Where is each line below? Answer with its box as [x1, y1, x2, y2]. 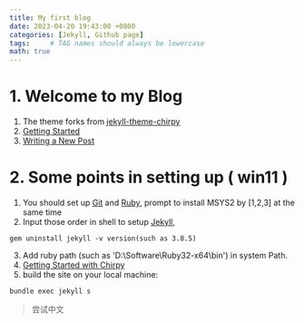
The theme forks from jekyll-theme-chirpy [22, 116, 181, 127]
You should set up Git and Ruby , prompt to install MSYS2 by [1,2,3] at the [22, 197, 295, 208]
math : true [9, 47, 51, 56]
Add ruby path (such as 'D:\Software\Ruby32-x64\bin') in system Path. [22, 250, 289, 260]
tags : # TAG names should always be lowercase [9, 38, 205, 48]
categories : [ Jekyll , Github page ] [9, 30, 144, 39]
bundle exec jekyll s [9, 287, 92, 296]
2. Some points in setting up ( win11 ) [9, 167, 289, 188]
